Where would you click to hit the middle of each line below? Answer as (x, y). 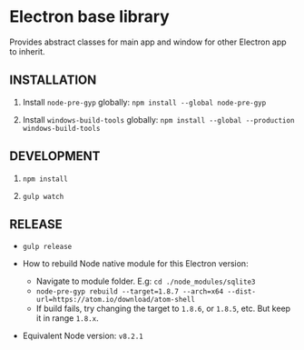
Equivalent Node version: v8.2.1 (83, 336)
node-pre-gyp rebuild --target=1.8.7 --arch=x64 (130, 292)
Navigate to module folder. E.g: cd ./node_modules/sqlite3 (146, 281)
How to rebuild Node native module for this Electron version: (135, 264)
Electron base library (89, 17)
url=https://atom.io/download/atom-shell (115, 300)
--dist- (242, 292)
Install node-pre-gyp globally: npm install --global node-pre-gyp (144, 102)
